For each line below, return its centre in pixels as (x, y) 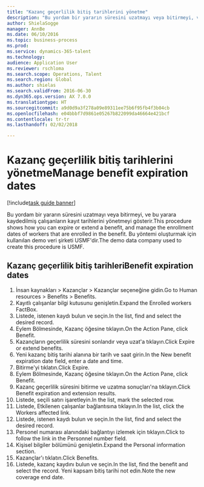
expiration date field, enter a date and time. (69, 361)
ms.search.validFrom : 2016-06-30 (49, 91)
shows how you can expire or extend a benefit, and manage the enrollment (100, 228)
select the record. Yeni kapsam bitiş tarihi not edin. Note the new (96, 471)
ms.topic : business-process (42, 40)
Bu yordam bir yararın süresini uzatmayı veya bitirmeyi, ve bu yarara (92, 215)
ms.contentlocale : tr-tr (38, 119)
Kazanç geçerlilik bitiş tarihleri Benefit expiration (100, 266)
